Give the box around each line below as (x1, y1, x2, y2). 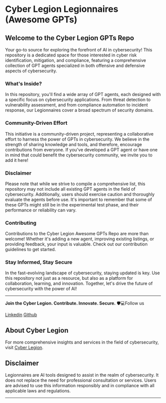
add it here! (5, 157, 29, 163)
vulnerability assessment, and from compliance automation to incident (5, 102, 148, 108)
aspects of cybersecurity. (5, 68, 57, 74)
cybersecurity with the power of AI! (5, 286, 77, 292)
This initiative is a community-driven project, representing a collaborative (5, 131, 154, 137)
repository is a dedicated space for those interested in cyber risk (5, 52, 137, 58)
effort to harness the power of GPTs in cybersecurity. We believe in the (5, 136, 150, 142)
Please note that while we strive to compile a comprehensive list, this (5, 181, 146, 187)
